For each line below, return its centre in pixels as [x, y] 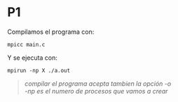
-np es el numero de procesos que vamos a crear [96, 91]
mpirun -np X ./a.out [39, 70]
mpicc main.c [26, 44]
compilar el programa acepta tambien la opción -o [98, 83]
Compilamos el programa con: [51, 32]
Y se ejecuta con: [33, 58]
